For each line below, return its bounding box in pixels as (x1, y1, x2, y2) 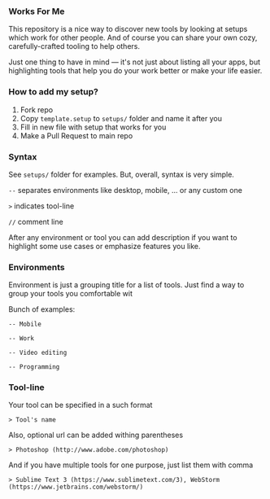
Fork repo (20, 104, 54, 115)
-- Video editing (8, 348, 67, 357)
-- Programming (8, 363, 60, 371)
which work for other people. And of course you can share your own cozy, (8, 33, 258, 42)
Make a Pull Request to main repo (20, 130, 133, 140)
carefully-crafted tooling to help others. (8, 42, 141, 51)
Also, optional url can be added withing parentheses (8, 430, 184, 440)
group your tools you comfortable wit (8, 289, 133, 299)
